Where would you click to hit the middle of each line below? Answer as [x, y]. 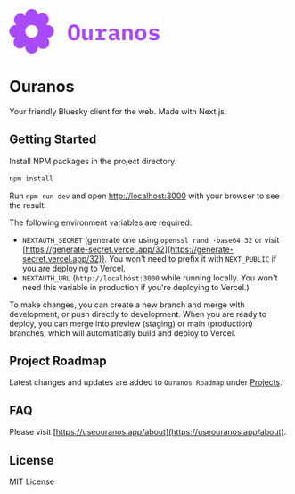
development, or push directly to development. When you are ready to [138, 314]
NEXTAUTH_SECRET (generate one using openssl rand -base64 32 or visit [151, 239]
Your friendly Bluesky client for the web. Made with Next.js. [118, 111]
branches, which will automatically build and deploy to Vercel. [123, 333]
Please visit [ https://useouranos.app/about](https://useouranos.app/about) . [148, 432]
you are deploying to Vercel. [74, 268]
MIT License [32, 481]
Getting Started [53, 140]
